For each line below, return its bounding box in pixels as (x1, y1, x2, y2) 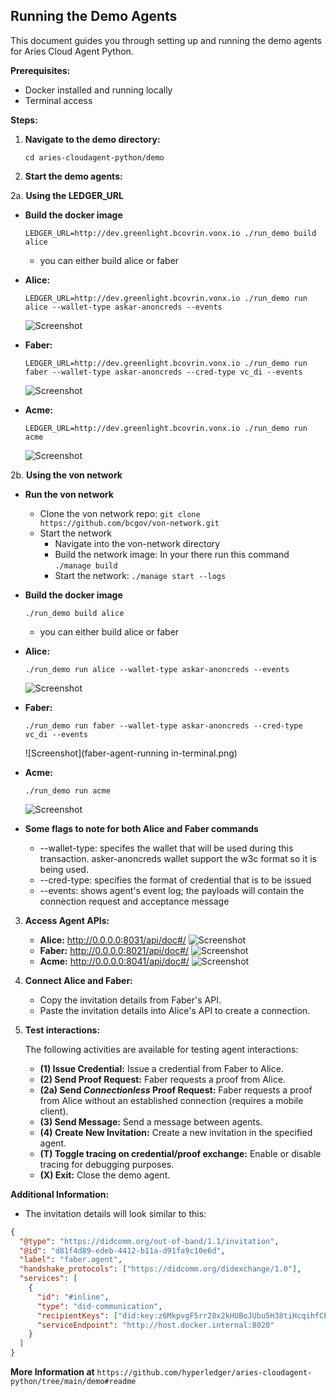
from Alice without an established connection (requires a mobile (39, 1094, 304, 1106)
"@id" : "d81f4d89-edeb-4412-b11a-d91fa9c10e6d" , (19, 1245, 226, 1256)
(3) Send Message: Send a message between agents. (39, 1115, 263, 1128)
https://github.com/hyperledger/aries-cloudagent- (96, 1368, 313, 1378)
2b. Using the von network (10, 469, 123, 481)
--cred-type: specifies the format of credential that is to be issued (39, 874, 312, 886)
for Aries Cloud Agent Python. (10, 45, 134, 57)
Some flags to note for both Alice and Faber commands (24, 822, 259, 834)
